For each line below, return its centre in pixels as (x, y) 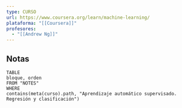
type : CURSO (21, 12)
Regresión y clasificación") (43, 99)
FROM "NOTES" (23, 83)
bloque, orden (24, 78)
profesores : (21, 29)
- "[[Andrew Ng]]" (35, 34)
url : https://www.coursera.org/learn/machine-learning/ (78, 17)
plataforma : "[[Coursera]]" (42, 23)
